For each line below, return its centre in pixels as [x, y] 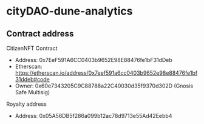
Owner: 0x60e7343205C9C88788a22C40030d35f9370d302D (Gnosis [104, 86]
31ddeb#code [32, 79]
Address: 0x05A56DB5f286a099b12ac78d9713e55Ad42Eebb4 [93, 116]
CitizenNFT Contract [32, 48]
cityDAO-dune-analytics [70, 11]
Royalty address [26, 104]
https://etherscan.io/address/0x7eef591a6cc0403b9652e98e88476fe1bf [106, 73]
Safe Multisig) [32, 92]
